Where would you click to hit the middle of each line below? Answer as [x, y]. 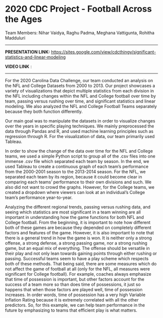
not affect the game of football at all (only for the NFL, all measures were [78, 269]
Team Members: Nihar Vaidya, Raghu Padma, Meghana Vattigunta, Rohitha [80, 33]
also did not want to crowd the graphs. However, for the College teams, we [80, 187]
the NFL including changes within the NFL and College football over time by [81, 96]
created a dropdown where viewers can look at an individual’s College [75, 192]
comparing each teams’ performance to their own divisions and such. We [78, 182]
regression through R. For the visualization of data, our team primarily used [80, 136]
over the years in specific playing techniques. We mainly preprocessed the [80, 126]
